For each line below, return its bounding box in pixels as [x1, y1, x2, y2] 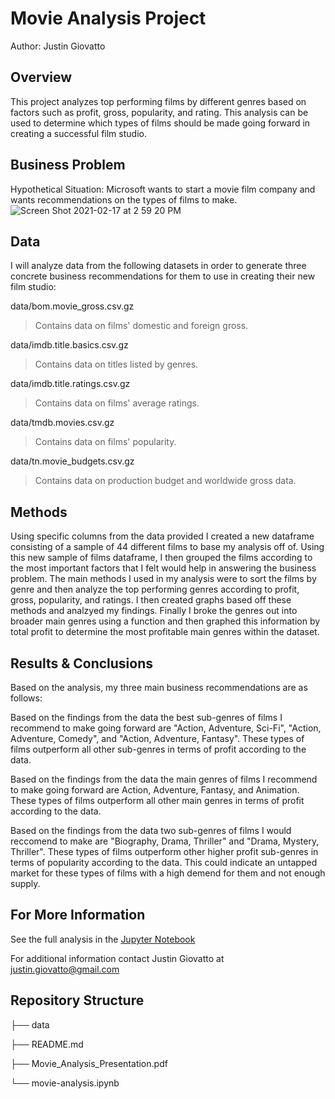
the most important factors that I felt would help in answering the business [10, 562, 317, 574]
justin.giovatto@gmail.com [10, 963, 120, 975]
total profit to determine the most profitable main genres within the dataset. [10, 626, 320, 638]
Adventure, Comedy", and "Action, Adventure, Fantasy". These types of [10, 733, 305, 744]
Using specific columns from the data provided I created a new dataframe [10, 530, 315, 542]
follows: [10, 692, 43, 704]
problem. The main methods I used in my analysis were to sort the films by [10, 573, 317, 585]
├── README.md [10, 1038, 84, 1050]
